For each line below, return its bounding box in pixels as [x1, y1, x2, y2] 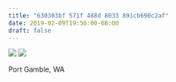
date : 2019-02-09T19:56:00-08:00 [8, 19, 119, 27]
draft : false [8, 26, 52, 34]
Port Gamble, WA [8, 64, 65, 74]
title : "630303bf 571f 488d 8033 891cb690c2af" [8, 11, 170, 20]
